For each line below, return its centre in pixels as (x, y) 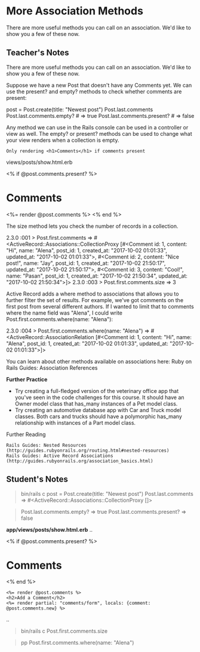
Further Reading (26, 434)
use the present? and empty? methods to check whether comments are (94, 92)
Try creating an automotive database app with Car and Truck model (98, 410)
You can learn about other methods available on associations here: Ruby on (99, 361)
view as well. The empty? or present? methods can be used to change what (99, 133)
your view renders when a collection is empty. (63, 140)
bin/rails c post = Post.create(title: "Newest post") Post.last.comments (107, 493)
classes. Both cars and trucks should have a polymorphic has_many (98, 416)
